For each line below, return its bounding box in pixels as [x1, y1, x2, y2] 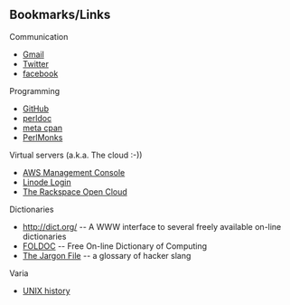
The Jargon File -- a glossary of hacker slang [22, 250, 192, 261]
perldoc [22, 112, 52, 123]
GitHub [22, 103, 50, 114]
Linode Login [22, 176, 71, 187]
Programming [9, 85, 61, 96]
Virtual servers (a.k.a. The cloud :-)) [9, 149, 143, 160]
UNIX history [22, 285, 70, 296]
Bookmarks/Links [9, 7, 111, 23]
